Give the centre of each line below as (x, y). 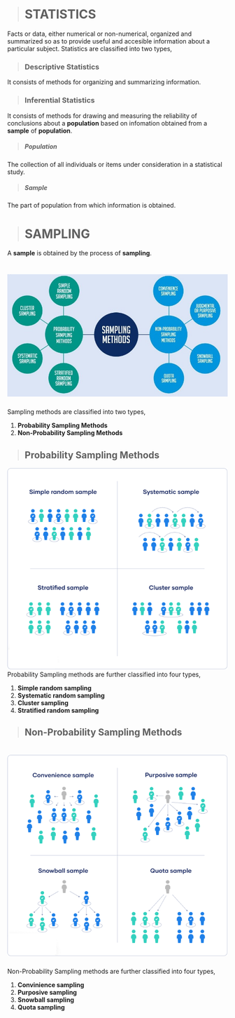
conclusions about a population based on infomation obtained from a (107, 123)
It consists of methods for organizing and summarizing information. (104, 82)
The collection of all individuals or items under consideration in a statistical (115, 164)
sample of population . (40, 130)
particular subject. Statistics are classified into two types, (90, 48)
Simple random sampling (55, 688)
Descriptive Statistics (62, 67)
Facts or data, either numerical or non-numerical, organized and (100, 34)
